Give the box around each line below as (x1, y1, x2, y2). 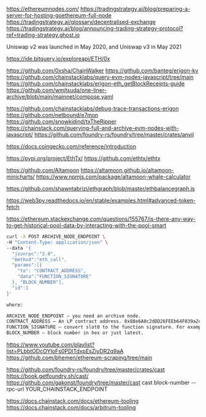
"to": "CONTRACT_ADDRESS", (17, 268, 86, 274)
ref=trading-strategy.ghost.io (6, 31, 80, 39)
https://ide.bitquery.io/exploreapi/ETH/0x (6, 55, 110, 62)
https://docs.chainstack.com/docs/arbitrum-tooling (6, 404, 136, 411)
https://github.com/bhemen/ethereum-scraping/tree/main (6, 354, 153, 361)
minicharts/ (6, 173, 35, 180)
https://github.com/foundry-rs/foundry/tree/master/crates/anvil (34, 131, 194, 138)
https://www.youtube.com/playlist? (6, 341, 95, 348)
